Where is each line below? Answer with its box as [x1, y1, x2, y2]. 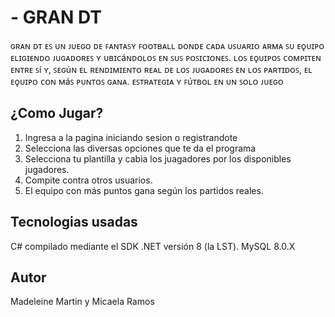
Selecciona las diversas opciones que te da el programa [24, 142, 257, 154]
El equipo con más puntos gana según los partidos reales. [24, 184, 264, 196]
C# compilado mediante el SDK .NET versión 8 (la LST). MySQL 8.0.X [10, 240, 296, 252]
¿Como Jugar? [10, 105, 104, 122]
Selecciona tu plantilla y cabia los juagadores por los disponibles [24, 152, 292, 165]
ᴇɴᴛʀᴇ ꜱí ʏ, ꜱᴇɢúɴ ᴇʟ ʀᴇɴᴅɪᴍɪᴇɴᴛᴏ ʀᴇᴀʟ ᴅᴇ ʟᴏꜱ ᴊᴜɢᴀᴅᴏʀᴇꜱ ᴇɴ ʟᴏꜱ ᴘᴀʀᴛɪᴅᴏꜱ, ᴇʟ [10, 63, 313, 75]
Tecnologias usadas [10, 214, 138, 231]
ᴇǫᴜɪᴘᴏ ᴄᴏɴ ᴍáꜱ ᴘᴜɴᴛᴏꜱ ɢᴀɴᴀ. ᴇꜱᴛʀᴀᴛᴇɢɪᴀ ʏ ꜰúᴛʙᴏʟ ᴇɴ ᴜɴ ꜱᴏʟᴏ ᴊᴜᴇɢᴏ [10, 75, 284, 87]
